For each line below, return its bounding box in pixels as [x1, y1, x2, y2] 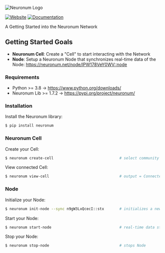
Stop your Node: [5, 234, 38, 240]
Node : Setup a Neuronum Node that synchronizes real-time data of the [12, 56, 156, 62]
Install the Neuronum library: [5, 114, 63, 120]
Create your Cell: [5, 146, 39, 152]
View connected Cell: [5, 164, 48, 170]
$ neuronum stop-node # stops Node [5, 243, 146, 248]
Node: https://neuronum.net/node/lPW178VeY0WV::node [12, 62, 127, 67]
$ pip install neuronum [5, 123, 54, 128]
